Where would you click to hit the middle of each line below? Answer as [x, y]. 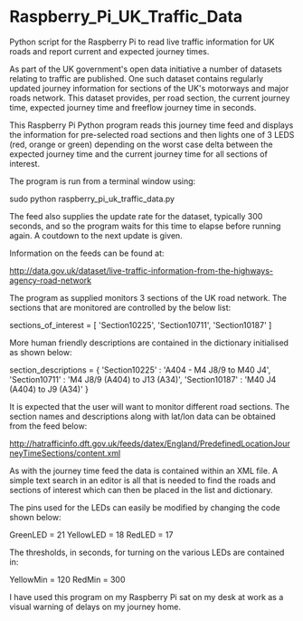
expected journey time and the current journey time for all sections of [139, 154]
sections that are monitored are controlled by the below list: [120, 307]
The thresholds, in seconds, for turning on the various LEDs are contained [147, 552]
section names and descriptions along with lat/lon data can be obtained [142, 416]
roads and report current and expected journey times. [109, 51]
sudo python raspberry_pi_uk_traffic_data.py [92, 199]
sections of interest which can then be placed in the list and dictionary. [141, 490]
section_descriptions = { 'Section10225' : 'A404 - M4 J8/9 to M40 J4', [140, 370]
